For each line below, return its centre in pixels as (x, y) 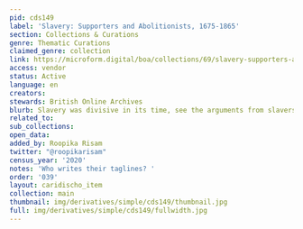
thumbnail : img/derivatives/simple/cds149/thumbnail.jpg (119, 202)
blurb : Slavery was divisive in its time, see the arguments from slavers (153, 110)
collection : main (42, 194)
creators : (28, 93)
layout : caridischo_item (56, 186)
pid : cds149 (32, 18)
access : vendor (38, 69)
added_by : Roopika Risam (56, 143)
